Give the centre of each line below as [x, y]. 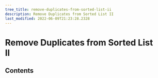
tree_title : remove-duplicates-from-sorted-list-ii [58, 9]
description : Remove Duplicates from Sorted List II [59, 14]
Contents [19, 70]
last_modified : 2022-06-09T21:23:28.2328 [47, 18]
